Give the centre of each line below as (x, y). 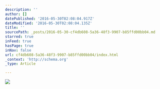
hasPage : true (19, 46)
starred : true (19, 37)
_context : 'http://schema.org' (37, 59)
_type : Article (20, 64)
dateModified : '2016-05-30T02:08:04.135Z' (49, 23)
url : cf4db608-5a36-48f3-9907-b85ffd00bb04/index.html (62, 55)
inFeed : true (18, 41)
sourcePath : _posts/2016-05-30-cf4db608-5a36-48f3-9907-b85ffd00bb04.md (80, 32)
